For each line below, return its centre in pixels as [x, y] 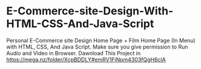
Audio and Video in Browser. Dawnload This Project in [74, 53]
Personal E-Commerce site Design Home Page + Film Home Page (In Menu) [101, 40]
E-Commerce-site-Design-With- [90, 11]
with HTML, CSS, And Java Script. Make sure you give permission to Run [97, 47]
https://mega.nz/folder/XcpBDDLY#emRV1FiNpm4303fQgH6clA [86, 59]
